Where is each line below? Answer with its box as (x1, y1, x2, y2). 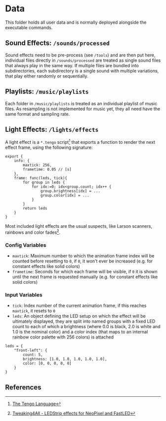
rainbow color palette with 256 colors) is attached (12, 334, 114, 340)
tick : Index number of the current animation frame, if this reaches (12, 302, 147, 309)
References (5, 383, 41, 391)
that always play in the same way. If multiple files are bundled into (5, 62, 139, 68)
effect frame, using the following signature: (5, 144, 93, 151)
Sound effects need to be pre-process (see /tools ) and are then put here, (5, 52, 156, 58)
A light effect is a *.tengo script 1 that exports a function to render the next (5, 138, 156, 145)
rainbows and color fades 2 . (5, 228, 61, 235)
